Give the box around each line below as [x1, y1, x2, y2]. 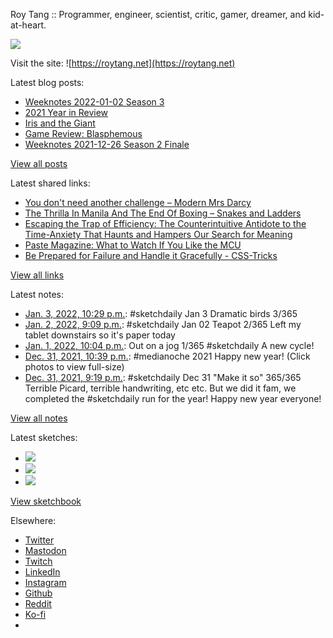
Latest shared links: [10, 177, 91, 189]
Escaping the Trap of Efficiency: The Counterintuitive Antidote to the [24, 218, 307, 229]
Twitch [24, 555, 53, 567]
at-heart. [10, 19, 47, 31]
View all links [10, 269, 65, 281]
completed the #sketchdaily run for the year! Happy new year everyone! [24, 393, 322, 404]
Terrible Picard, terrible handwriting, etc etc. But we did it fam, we [24, 382, 297, 394]
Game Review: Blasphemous [24, 128, 143, 139]
